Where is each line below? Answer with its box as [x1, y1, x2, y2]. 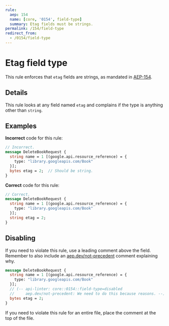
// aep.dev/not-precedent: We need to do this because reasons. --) [10, 291, 165, 296]
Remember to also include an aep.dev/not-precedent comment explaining [5, 252, 158, 258]
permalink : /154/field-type [5, 26, 64, 31]
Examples [5, 122, 37, 131]
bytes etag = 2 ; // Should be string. [10, 168, 94, 173]
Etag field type [5, 57, 68, 69]
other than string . [5, 107, 43, 113]
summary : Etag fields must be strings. [10, 21, 94, 27]
